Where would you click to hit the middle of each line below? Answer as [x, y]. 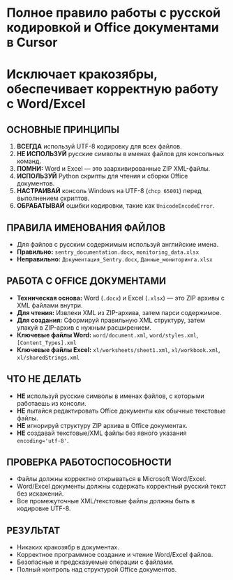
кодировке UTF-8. [44, 509]
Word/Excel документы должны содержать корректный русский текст [121, 487]
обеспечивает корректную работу [113, 89]
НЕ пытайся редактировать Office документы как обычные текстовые [121, 411]
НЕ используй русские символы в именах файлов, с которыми [110, 396]
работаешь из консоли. [51, 403]
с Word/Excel [46, 104]
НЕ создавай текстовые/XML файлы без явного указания [102, 433]
